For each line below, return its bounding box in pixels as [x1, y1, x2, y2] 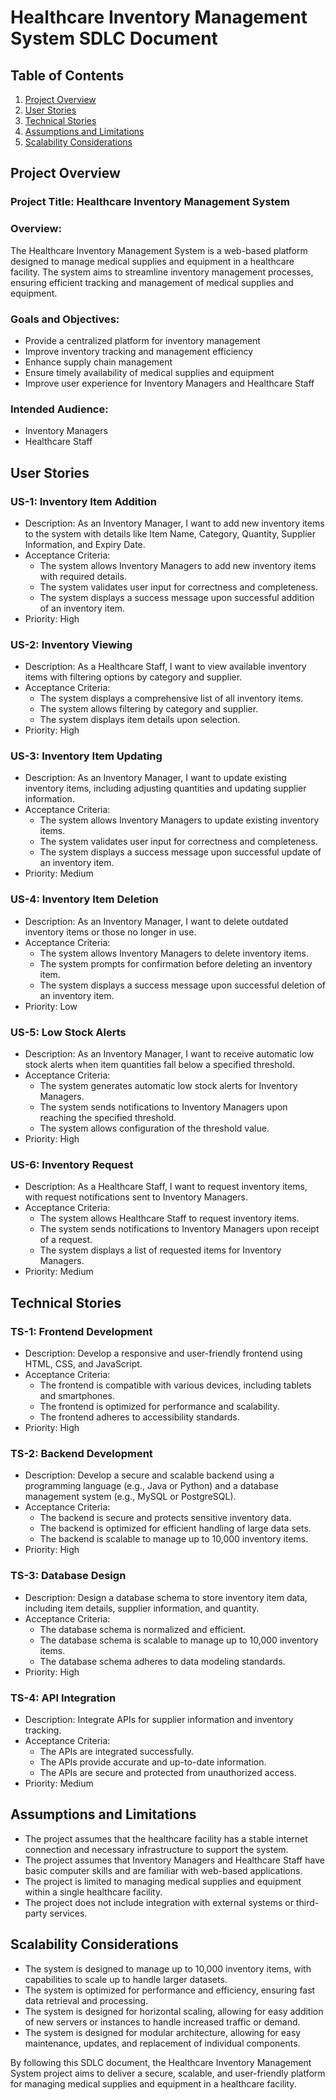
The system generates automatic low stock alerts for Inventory [39, 1080, 298, 1092]
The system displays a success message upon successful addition [39, 591, 315, 603]
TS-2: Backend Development [10, 1446, 153, 1460]
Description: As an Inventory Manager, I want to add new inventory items [24, 517, 325, 529]
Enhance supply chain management [24, 356, 173, 368]
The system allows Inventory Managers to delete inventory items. [39, 947, 309, 959]
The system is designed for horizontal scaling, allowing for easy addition [24, 2005, 324, 2017]
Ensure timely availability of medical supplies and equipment [24, 366, 275, 378]
